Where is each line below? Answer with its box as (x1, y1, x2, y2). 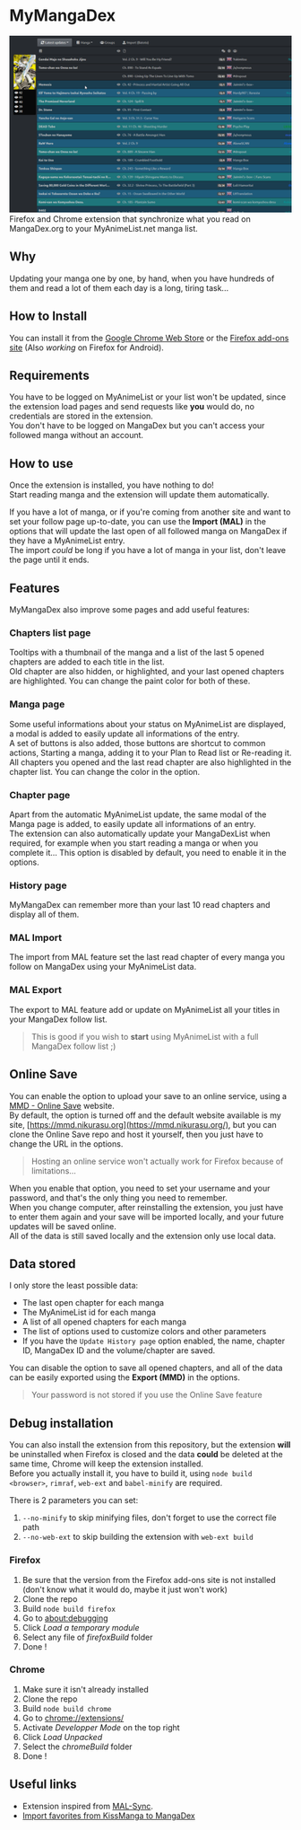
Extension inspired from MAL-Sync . (21, 1800, 154, 1811)
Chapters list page (9, 626, 91, 638)
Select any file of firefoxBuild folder (21, 1632, 153, 1642)
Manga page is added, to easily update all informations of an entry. (9, 818, 257, 829)
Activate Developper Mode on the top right (21, 1721, 181, 1733)
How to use (9, 455, 73, 471)
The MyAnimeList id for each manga (21, 1307, 157, 1318)
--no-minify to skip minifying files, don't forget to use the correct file (21, 1512, 277, 1523)
